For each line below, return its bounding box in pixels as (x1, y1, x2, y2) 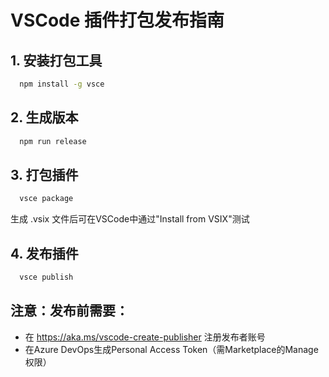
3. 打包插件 (10, 166, 79, 183)
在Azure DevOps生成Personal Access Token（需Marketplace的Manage (24, 343, 319, 355)
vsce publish (19, 272, 74, 283)
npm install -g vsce (19, 79, 105, 89)
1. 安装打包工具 (10, 52, 103, 69)
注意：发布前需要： (10, 302, 129, 320)
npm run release (19, 136, 87, 146)
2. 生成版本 (10, 109, 79, 126)
